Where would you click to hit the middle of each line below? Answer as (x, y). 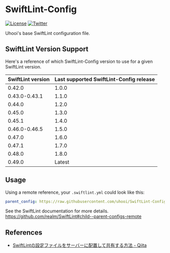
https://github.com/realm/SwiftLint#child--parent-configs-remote (73, 216)
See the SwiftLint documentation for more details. (57, 211)
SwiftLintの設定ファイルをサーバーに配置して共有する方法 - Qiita (79, 245)
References (24, 232)
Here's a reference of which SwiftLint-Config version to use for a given (79, 61)
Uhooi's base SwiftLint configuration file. (48, 33)
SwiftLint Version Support (47, 49)
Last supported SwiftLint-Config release (105, 79)
